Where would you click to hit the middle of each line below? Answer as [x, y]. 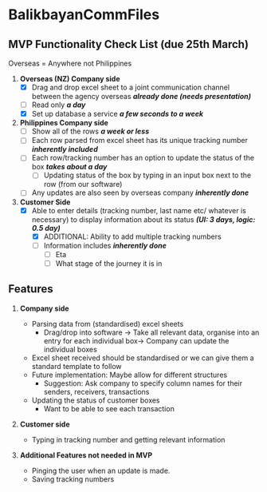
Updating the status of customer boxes [96, 400]
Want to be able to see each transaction [109, 408]
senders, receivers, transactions [96, 391]
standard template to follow [77, 366]
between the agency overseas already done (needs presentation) [141, 97]
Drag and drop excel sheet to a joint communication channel [130, 87]
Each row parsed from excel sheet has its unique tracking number [140, 141]
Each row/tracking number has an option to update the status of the [143, 158]
